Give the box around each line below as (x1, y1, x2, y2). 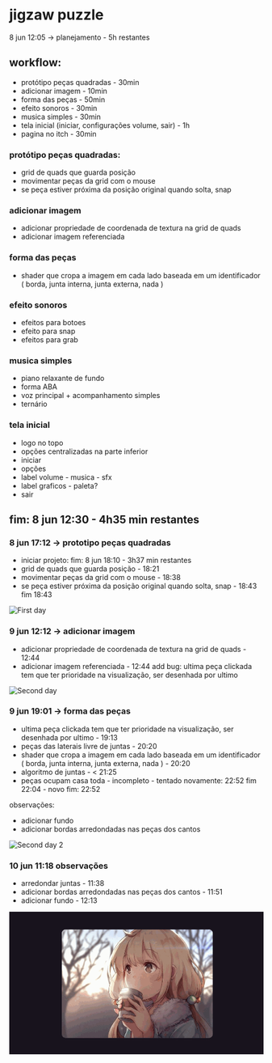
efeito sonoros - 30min (20, 103, 98, 112)
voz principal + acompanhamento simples (20, 391, 161, 400)
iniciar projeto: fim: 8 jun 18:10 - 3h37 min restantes (20, 556, 192, 565)
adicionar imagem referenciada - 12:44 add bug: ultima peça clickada (20, 661, 253, 671)
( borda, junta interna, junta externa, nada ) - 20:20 (20, 758, 190, 768)
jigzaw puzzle (9, 6, 104, 24)
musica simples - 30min (20, 112, 102, 121)
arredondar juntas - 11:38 (20, 879, 105, 888)
